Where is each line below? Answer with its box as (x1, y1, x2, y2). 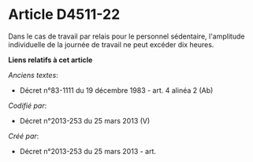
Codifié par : (8, 101, 47, 110)
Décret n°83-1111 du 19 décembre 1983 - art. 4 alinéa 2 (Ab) (19, 85, 214, 95)
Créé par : (8, 131, 39, 141)
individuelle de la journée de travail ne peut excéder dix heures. (8, 39, 214, 49)
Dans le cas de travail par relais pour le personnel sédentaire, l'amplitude (8, 31, 245, 41)
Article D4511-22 (8, 6, 121, 24)
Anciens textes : (8, 70, 59, 79)
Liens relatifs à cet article (8, 55, 93, 64)
